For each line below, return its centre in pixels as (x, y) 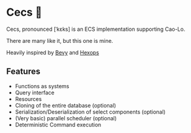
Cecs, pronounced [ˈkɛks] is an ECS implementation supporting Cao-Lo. (96, 29)
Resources (28, 99)
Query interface (34, 92)
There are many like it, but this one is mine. (60, 41)
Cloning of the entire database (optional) (66, 105)
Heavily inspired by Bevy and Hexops (53, 52)
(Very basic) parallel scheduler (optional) (66, 118)
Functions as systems (42, 86)
